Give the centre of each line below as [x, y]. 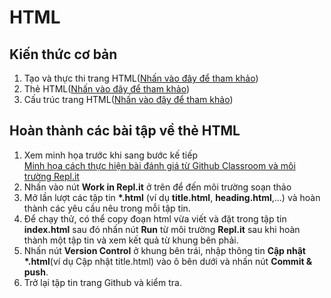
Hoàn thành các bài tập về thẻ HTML [125, 131]
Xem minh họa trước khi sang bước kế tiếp [110, 155]
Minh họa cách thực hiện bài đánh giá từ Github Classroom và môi [159, 165]
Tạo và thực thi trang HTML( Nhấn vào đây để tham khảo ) [141, 78]
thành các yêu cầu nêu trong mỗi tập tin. [107, 208]
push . [36, 272]
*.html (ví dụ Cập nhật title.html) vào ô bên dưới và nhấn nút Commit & [168, 261]
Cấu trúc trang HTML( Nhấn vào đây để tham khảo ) [128, 99]
